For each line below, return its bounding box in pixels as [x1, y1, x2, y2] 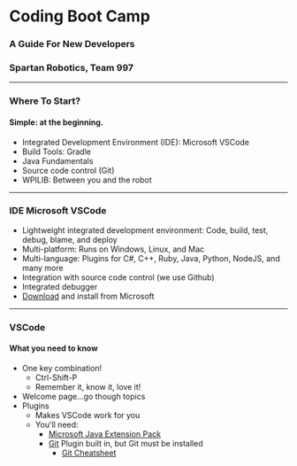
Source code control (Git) [21, 165, 115, 175]
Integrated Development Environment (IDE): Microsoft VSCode [21, 136, 250, 147]
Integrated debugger [21, 281, 98, 291]
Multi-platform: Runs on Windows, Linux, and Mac [21, 244, 205, 254]
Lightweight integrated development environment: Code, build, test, [21, 224, 269, 236]
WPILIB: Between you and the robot [21, 175, 152, 185]
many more [21, 262, 64, 273]
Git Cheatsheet [61, 447, 117, 458]
